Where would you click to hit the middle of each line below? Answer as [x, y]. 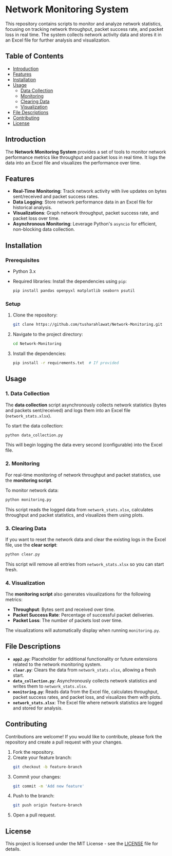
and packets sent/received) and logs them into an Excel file [68, 410]
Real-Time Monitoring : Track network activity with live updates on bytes [90, 191]
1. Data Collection [27, 394]
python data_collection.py [34, 435]
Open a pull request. [34, 815]
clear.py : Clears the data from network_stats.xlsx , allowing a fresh [84, 669]
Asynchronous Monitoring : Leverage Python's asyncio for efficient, [85, 224]
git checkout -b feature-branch [47, 767]
